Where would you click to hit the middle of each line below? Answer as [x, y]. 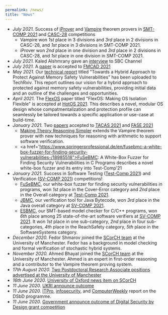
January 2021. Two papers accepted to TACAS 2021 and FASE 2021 [83, 125]
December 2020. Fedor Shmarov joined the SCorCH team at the [78, 238]
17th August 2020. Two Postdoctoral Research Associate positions [81, 269]
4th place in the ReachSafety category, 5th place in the [102, 226]
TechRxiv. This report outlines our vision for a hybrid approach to [80, 82]
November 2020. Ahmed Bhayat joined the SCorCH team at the [78, 253]
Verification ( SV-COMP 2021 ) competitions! [57, 179]
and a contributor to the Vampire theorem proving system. [73, 264]
